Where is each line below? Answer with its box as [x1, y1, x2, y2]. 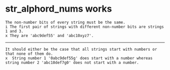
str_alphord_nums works [5, 3, 112, 15]
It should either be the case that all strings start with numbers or [5, 47, 157, 52]
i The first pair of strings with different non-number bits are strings [5, 24, 164, 29]
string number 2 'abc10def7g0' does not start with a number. [5, 60, 139, 65]
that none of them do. [5, 51, 53, 56]
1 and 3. [5, 28, 24, 33]
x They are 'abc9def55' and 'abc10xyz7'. [5, 33, 94, 38]
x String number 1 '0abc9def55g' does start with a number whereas [5, 55, 153, 61]
